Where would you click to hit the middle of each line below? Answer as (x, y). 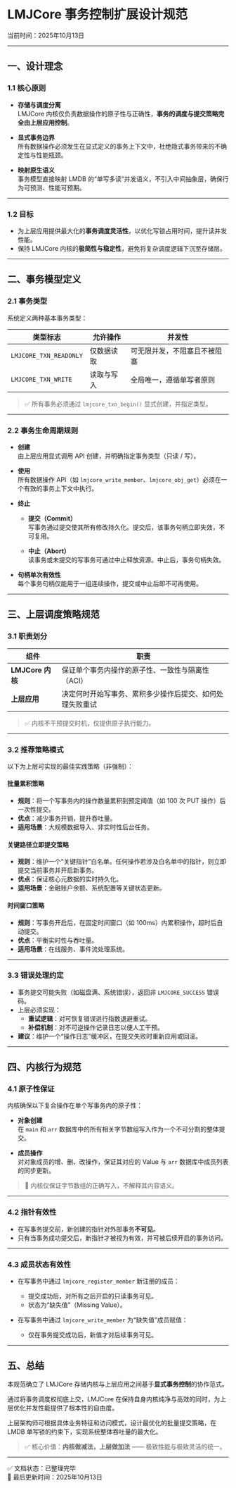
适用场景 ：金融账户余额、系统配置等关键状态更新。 (91, 888)
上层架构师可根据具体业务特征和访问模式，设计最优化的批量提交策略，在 (112, 1422)
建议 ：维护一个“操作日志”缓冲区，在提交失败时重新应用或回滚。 (110, 1036)
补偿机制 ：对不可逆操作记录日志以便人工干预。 (96, 1027)
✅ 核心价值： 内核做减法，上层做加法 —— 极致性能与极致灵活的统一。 (125, 1446)
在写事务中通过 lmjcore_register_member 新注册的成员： (99, 1281)
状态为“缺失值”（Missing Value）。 (77, 1305)
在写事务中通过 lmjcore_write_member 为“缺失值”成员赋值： (103, 1320)
